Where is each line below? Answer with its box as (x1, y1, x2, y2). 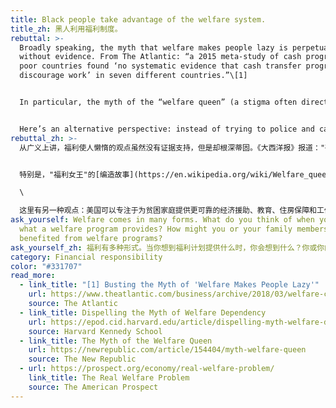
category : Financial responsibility (10, 252, 163, 262)
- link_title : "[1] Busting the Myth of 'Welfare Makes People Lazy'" (19, 280, 320, 290)
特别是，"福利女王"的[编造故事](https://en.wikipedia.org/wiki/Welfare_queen (19, 169, 332, 180)
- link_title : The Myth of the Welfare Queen (19, 336, 213, 346)
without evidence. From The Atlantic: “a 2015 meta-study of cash (19, 52, 302, 62)
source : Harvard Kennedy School (28, 326, 163, 336)
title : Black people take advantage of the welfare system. (10, 14, 267, 25)
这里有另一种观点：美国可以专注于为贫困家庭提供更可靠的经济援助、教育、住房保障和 (19, 206, 317, 216)
